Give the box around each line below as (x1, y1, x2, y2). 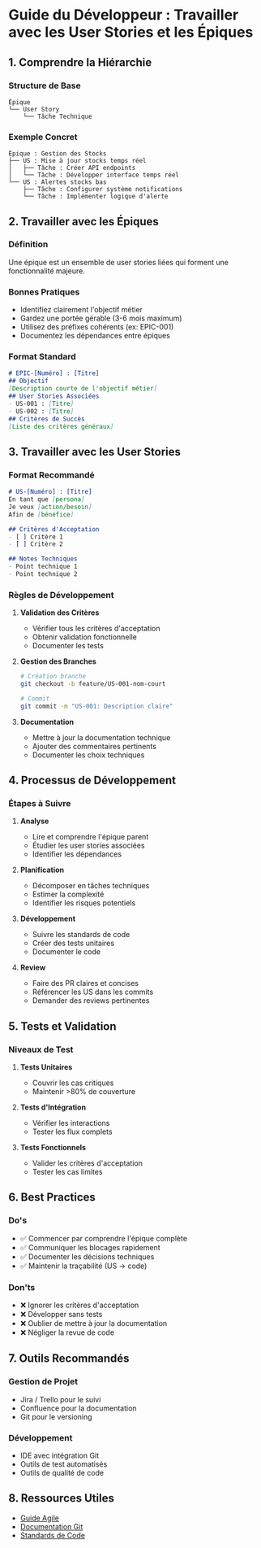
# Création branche (19, 673, 87, 681)
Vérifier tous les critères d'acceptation (32, 624, 160, 634)
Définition (8, 238, 49, 250)
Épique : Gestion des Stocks (8, 150, 107, 158)
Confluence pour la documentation (19, 1403, 137, 1413)
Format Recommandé (8, 469, 95, 481)
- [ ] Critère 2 (8, 540, 63, 548)
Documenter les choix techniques (32, 750, 145, 760)
